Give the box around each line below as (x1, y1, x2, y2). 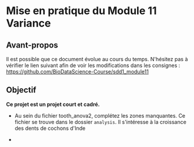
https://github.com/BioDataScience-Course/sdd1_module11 (6, 68, 149, 75)
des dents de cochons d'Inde (14, 125, 86, 132)
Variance (6, 16, 51, 30)
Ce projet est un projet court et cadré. (6, 101, 100, 108)
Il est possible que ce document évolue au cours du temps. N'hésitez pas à (6, 56, 188, 62)
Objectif (6, 85, 36, 95)
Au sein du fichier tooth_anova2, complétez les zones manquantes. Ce (14, 112, 186, 119)
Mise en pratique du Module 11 (6, 4, 157, 18)
